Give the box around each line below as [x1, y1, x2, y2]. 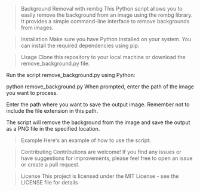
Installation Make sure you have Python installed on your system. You [20, 36, 192, 42]
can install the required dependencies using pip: [20, 42, 140, 49]
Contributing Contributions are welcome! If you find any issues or [20, 149, 182, 155]
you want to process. [6, 90, 59, 96]
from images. [20, 24, 54, 31]
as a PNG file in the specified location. [6, 125, 100, 132]
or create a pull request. [20, 161, 80, 168]
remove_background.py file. [20, 60, 90, 67]
